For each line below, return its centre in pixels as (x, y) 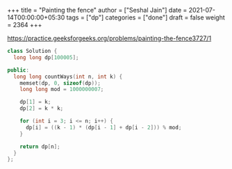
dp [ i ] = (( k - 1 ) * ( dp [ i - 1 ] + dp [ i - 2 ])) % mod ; (103, 127)
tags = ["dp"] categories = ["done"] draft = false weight (146, 17)
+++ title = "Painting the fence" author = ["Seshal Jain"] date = (97, 10)
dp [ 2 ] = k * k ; (42, 108)
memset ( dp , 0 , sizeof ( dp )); (60, 83)
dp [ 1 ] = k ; (35, 102)
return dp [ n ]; (40, 146)
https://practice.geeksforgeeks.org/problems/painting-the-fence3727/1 (109, 38)
